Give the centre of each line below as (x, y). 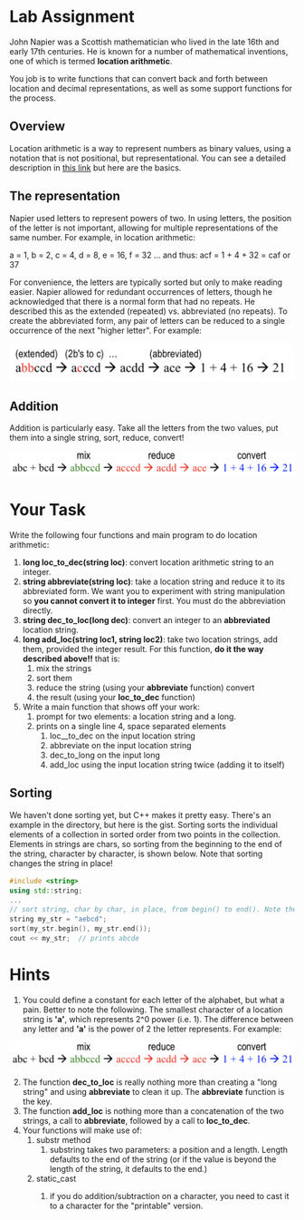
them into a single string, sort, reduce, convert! (97, 438)
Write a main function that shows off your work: (111, 707)
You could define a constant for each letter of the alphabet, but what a (153, 1000)
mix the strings (64, 669)
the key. (37, 1101)
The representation (65, 196)
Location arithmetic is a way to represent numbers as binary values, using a (150, 148)
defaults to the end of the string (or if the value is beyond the (163, 1159)
